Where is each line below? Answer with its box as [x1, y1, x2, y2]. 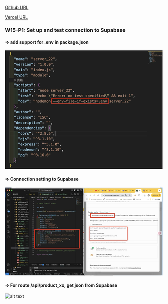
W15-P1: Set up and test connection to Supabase [5, 26, 126, 33]
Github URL [5, 5, 29, 10]
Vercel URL [5, 14, 28, 20]
